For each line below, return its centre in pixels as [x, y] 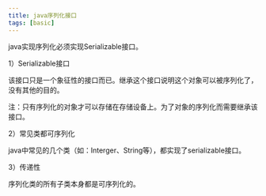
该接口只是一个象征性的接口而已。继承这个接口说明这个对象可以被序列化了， [133, 80]
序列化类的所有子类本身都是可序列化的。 [74, 183]
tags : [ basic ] [32, 23]
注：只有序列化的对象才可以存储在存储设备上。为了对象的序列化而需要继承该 [133, 107]
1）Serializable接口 [39, 63]
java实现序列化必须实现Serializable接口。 [76, 46]
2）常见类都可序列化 [42, 133]
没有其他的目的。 [36, 90]
